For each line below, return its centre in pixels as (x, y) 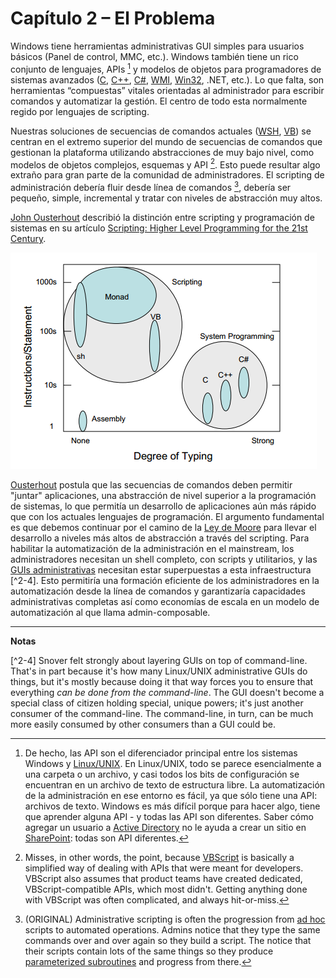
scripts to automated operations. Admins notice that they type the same (172, 929)
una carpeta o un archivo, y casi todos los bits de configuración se (162, 774)
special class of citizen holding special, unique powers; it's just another (157, 703)
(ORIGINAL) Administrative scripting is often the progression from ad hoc (175, 919)
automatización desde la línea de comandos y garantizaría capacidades (158, 591)
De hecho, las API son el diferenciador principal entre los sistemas (161, 753)
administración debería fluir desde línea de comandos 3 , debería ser (151, 186)
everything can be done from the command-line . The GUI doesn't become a (167, 692)
